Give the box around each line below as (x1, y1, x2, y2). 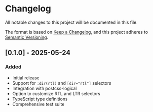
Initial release (12, 75, 39, 81)
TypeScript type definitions (12, 96, 68, 102)
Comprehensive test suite (12, 101, 65, 107)
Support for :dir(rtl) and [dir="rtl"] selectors (12, 80, 112, 86)
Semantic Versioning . (5, 34, 48, 40)
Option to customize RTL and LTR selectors (12, 90, 100, 97)
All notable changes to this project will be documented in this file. (5, 19, 138, 25)
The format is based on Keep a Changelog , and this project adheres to (5, 29, 148, 35)
